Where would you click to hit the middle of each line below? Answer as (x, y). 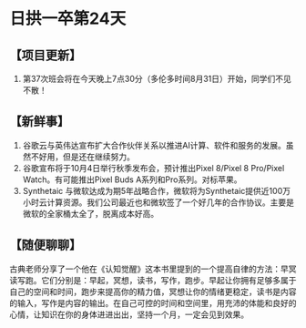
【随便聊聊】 (46, 246)
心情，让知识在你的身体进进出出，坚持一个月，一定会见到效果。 (129, 314)
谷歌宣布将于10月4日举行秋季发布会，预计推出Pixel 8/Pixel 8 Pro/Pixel (153, 168)
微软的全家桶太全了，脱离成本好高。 (91, 213)
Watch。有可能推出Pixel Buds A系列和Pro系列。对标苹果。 (132, 179)
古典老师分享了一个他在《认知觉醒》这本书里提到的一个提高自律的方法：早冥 (153, 269)
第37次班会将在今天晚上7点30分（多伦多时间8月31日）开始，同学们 (149, 79)
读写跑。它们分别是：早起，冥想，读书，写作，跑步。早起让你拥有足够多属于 (153, 280)
